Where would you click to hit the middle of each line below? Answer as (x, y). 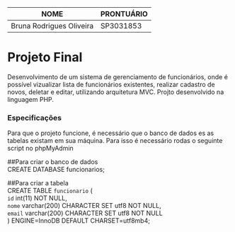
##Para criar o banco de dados (53, 162)
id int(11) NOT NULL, (37, 198)
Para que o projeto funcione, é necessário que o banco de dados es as (111, 133)
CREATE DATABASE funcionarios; (56, 170)
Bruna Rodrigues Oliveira (52, 26)
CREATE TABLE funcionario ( (50, 191)
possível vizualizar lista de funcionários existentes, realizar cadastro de (111, 84)
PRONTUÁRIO (124, 14)
